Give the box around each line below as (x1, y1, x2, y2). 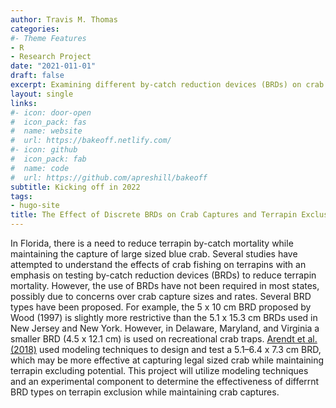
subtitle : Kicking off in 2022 (10, 182, 141, 192)
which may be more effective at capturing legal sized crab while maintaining (10, 354, 325, 366)
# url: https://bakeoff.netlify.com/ (10, 136, 172, 146)
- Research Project (10, 52, 92, 62)
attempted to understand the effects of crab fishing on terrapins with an (10, 259, 307, 270)
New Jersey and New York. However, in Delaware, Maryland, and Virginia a (10, 322, 320, 334)
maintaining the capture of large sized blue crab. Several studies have (10, 248, 298, 260)
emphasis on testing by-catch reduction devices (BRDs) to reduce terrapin (10, 269, 317, 281)
